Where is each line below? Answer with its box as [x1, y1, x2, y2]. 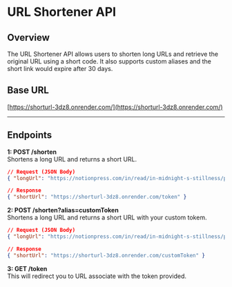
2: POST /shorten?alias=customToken [7, 206, 119, 215]
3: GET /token [7, 264, 48, 273]
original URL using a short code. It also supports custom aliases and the [7, 57, 212, 66]
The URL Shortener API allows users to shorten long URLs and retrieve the [7, 50, 219, 58]
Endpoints [7, 129, 52, 141]
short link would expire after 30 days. [7, 65, 113, 72]
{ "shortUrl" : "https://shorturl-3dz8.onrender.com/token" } [7, 194, 187, 201]
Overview [7, 32, 50, 43]
